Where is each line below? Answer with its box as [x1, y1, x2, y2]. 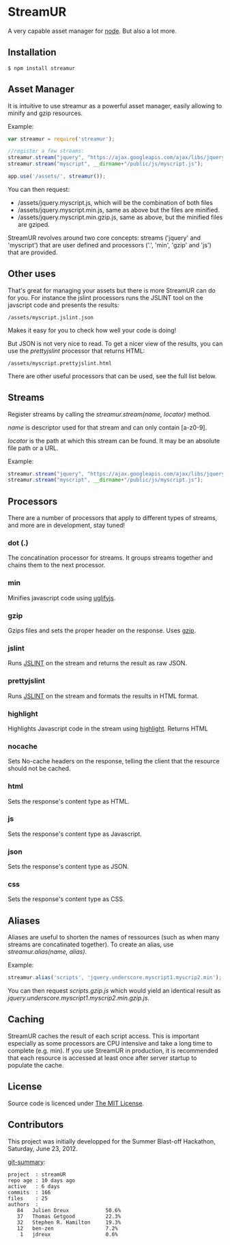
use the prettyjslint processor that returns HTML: [8, 347, 145, 355]
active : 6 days [8, 1183, 60, 1189]
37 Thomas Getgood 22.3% [16, 1213, 121, 1220]
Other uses [8, 268, 57, 280]
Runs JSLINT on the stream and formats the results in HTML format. [8, 691, 199, 700]
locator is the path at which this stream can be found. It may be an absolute [8, 436, 220, 445]
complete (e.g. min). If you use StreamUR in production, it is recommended [8, 1046, 218, 1055]
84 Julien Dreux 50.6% [16, 1207, 121, 1213]
